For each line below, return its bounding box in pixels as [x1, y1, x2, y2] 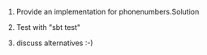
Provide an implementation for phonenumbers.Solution [15, 7, 200, 16]
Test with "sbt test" [15, 23, 81, 32]
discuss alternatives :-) [15, 38, 93, 48]
